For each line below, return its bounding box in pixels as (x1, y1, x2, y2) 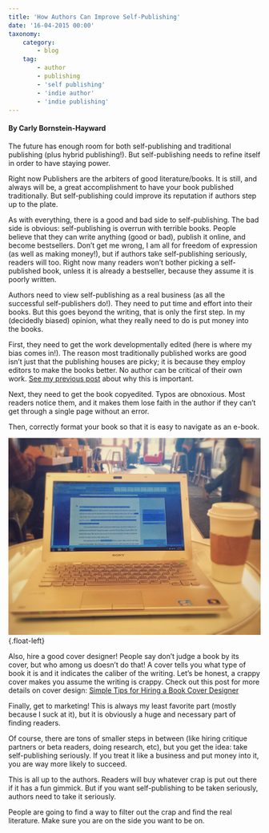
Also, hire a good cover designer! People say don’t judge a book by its (8, 651, 239, 661)
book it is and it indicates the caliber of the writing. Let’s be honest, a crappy (8, 668, 260, 677)
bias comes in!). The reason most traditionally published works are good (8, 348, 247, 358)
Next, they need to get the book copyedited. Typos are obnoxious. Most (8, 389, 246, 398)
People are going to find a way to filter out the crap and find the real (8, 807, 232, 817)
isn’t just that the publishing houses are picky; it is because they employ (8, 357, 246, 366)
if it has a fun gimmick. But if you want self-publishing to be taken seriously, (8, 782, 259, 793)
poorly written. (8, 274, 57, 284)
